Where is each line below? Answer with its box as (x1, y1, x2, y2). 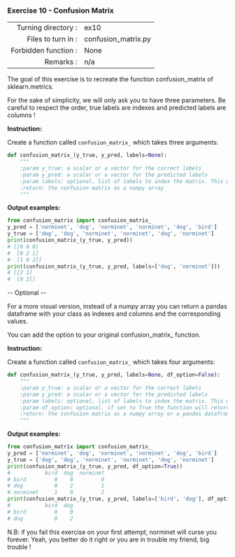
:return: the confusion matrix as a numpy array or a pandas (20, 410, 201, 417)
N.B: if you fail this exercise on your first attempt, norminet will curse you (7, 528, 217, 536)
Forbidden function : (10, 46, 78, 55)
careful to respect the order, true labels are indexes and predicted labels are (7, 104, 227, 112)
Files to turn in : (27, 34, 78, 44)
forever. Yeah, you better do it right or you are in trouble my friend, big (7, 535, 210, 544)
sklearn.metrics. (7, 83, 54, 91)
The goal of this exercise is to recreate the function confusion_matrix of (7, 75, 213, 83)
